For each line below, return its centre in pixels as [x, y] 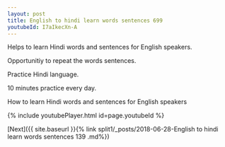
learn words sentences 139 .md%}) [58, 137]
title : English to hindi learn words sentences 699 [85, 20]
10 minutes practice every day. [52, 88]
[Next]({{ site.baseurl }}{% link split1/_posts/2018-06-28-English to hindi [113, 129]
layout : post [27, 14]
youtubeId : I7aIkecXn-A [42, 27]
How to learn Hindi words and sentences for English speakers [97, 102]
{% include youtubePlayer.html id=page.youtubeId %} [86, 116]
